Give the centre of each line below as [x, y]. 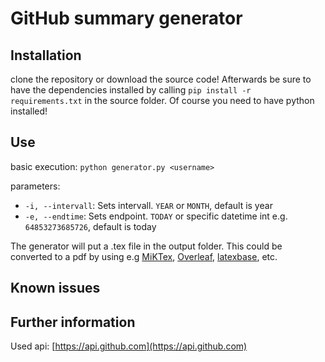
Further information [73, 322]
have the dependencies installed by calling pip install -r [131, 90]
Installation [46, 55]
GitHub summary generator [126, 18]
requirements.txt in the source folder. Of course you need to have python [162, 100]
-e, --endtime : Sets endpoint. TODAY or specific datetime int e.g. [156, 216]
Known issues [55, 288]
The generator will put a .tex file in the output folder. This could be [146, 246]
